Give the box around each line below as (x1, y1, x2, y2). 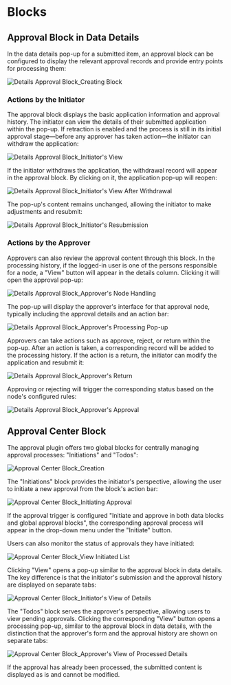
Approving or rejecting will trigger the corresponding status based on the (7, 384, 214, 393)
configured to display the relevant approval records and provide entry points (7, 57, 223, 65)
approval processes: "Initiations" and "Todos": (7, 451, 139, 459)
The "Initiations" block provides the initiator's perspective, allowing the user (7, 477, 222, 486)
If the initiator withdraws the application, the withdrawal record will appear (7, 166, 218, 175)
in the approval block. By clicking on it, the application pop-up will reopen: (7, 173, 218, 182)
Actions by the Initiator (7, 94, 85, 104)
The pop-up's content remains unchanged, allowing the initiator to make (7, 200, 212, 208)
